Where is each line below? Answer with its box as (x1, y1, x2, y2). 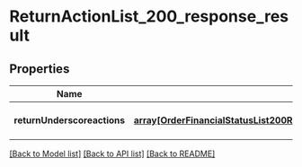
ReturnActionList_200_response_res (9, 6, 289, 27)
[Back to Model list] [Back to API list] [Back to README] (9, 148, 216, 159)
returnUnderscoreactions (13, 114, 126, 127)
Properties (9, 61, 70, 76)
